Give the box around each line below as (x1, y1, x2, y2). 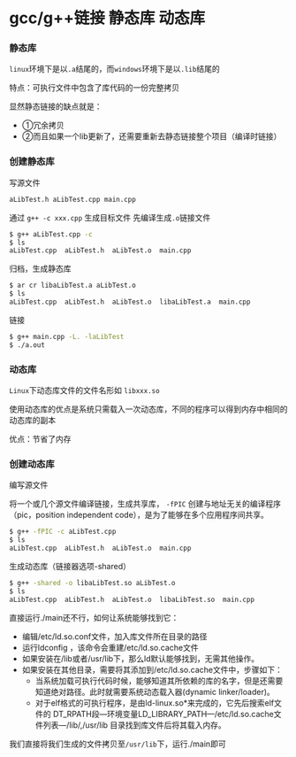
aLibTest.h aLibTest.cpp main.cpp (9, 195, 137, 204)
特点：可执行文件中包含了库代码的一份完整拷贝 (9, 82, 179, 93)
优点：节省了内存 (9, 433, 72, 444)
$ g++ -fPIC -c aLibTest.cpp (9, 528, 117, 537)
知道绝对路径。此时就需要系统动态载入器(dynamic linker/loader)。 (34, 686, 276, 697)
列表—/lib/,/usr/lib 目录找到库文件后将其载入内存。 (42, 719, 227, 730)
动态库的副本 (9, 414, 56, 425)
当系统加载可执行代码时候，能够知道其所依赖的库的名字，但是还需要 (34, 675, 284, 686)
